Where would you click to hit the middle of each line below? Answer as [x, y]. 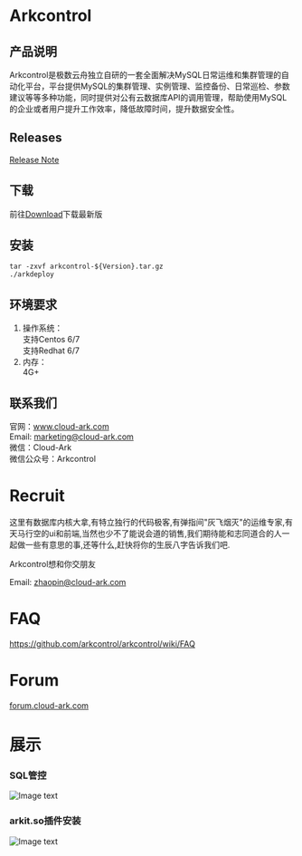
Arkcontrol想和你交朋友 [53, 564]
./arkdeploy [32, 274]
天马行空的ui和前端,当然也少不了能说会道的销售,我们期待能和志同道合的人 [146, 534]
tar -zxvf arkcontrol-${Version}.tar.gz [87, 267]
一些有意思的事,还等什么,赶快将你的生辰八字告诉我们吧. [127, 545]
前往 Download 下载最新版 [56, 214]
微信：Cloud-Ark [41, 447]
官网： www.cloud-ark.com [60, 427]
